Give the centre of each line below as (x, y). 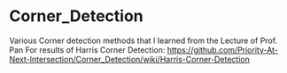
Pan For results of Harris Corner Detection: (87, 49)
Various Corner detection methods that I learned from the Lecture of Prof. (143, 40)
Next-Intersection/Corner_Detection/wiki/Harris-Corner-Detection (129, 59)
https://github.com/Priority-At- (223, 49)
